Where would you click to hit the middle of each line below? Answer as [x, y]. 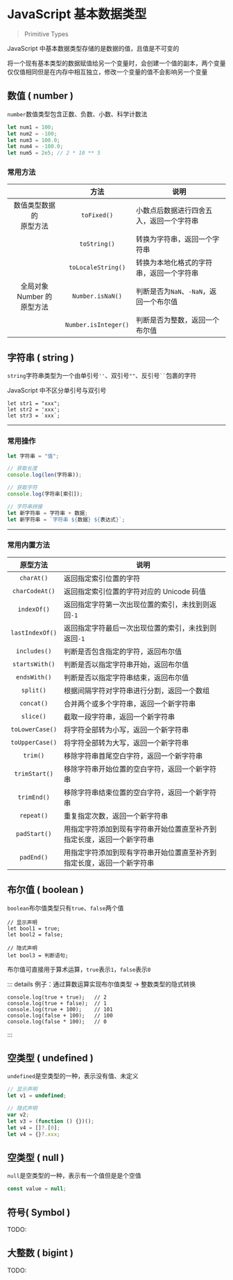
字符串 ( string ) [41, 357]
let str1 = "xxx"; [34, 404]
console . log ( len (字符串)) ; [44, 475]
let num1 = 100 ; [31, 127]
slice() [34, 716]
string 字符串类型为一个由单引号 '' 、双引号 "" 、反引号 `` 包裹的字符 [102, 376]
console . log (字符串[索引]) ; [45, 494]
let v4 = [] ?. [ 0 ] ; [34, 1128]
